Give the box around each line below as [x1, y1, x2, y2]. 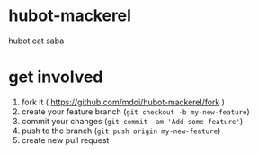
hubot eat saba [8, 35, 65, 46]
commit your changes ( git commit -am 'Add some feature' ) [21, 115, 244, 126]
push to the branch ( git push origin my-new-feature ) [21, 125, 221, 136]
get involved [8, 67, 103, 87]
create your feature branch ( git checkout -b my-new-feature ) [21, 105, 251, 117]
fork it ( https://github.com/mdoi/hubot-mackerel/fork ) [21, 96, 226, 107]
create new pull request [21, 134, 110, 145]
